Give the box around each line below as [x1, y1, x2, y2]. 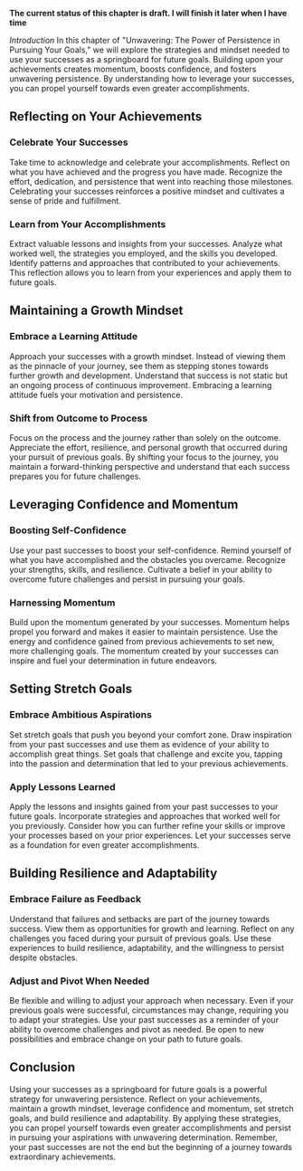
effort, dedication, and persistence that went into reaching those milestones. [9, 176, 294, 186]
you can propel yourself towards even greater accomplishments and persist [9, 1122, 291, 1133]
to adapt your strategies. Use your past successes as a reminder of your [9, 1014, 279, 1025]
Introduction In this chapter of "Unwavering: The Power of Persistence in [9, 35, 280, 45]
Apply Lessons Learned [9, 780, 116, 793]
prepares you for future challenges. [9, 471, 142, 481]
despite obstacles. [9, 952, 79, 963]
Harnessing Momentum [9, 596, 116, 609]
